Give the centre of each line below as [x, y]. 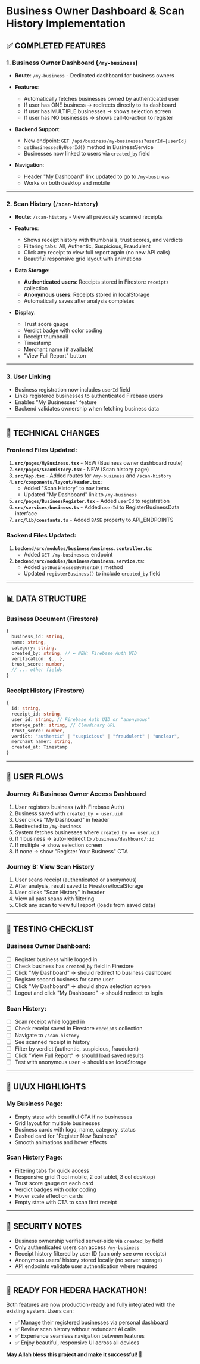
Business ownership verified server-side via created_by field [89, 1241]
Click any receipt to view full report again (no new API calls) [97, 253]
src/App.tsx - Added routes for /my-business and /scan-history [93, 476]
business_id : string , [38, 637]
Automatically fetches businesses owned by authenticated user [101, 98]
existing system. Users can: [40, 1311]
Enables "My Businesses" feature [56, 402]
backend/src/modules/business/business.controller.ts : [84, 548]
